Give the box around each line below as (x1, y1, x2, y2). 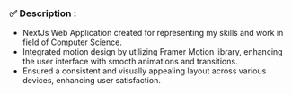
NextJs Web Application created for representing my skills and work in (22, 28, 284, 38)
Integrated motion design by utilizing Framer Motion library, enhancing (22, 47, 283, 57)
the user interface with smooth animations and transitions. (22, 56, 238, 67)
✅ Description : (9, 7, 77, 20)
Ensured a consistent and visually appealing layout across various (22, 65, 267, 76)
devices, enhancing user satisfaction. (22, 75, 162, 86)
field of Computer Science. (22, 37, 123, 47)
